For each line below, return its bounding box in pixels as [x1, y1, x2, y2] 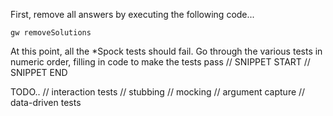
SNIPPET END [10, 67, 68, 78]
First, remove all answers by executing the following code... [10, 9, 255, 20]
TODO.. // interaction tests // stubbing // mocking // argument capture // [10, 86, 306, 98]
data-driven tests [10, 97, 82, 108]
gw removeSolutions [10, 28, 92, 38]
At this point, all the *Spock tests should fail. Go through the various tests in [10, 45, 323, 57]
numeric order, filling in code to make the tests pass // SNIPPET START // [10, 56, 311, 68]
